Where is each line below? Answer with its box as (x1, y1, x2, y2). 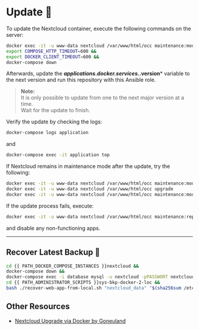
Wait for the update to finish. (20, 107, 91, 114)
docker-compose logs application (6, 130, 89, 136)
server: (6, 31, 24, 38)
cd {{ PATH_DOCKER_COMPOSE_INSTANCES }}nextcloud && (6, 263, 139, 269)
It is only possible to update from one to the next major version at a (20, 94, 185, 101)
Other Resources (6, 302, 70, 312)
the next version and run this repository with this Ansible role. (6, 77, 156, 84)
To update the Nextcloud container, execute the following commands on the (6, 25, 191, 32)
